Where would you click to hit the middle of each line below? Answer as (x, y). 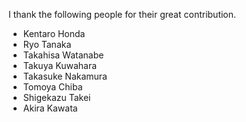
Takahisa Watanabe (63, 55)
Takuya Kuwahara (60, 65)
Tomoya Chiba (52, 87)
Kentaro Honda (54, 33)
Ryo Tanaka (47, 44)
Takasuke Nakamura (65, 76)
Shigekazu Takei (56, 97)
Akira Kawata (50, 108)
